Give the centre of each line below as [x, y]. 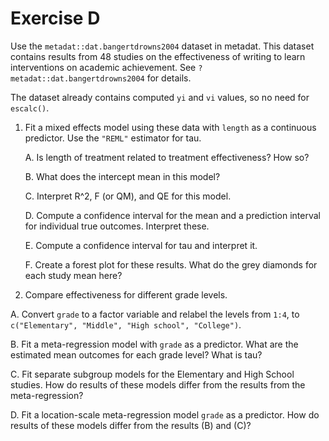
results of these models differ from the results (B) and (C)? [131, 425]
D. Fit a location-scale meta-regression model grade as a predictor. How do [165, 414]
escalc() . [30, 108]
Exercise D [55, 18]
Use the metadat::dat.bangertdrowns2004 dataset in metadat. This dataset [162, 46]
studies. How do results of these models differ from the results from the [158, 384]
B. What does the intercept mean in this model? [122, 176]
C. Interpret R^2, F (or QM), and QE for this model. [128, 196]
